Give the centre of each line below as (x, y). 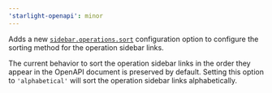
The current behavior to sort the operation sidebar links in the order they (130, 63)
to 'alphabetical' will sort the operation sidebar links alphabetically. (123, 80)
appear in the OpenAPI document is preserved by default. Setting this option (136, 72)
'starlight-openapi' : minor (56, 16)
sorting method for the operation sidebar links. (86, 47)
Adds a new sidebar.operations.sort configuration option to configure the (134, 39)
